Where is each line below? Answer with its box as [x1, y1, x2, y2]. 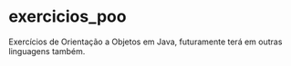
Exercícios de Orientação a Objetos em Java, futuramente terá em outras [8, 36, 283, 47]
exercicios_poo [8, 6, 127, 27]
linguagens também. [8, 45, 86, 56]
